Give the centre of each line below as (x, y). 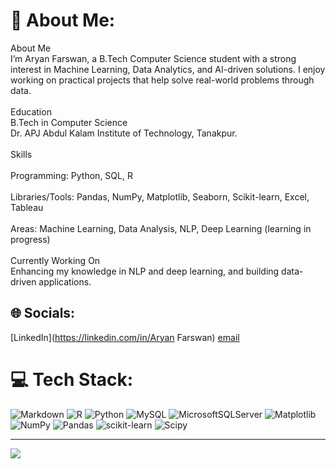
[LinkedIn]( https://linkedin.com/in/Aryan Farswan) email (125, 337)
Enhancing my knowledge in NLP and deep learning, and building (145, 271)
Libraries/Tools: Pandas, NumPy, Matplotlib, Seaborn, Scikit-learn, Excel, (160, 196)
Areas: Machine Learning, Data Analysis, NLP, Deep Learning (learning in (161, 228)
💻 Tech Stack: (72, 379)
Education (31, 111)
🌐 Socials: (43, 313)
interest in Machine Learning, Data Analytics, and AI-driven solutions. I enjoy (168, 69)
